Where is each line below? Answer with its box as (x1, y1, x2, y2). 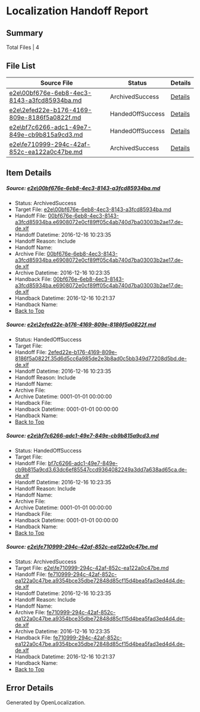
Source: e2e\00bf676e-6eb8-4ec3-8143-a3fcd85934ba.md (6, 184, 161, 191)
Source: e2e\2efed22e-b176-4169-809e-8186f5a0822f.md (6, 321, 157, 328)
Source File (40, 79, 73, 87)
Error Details (6, 683, 54, 693)
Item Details (6, 168, 52, 178)
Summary (6, 28, 43, 38)
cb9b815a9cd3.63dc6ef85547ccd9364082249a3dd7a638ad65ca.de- (14, 466, 187, 473)
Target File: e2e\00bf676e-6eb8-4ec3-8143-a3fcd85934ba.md (14, 206, 171, 213)
